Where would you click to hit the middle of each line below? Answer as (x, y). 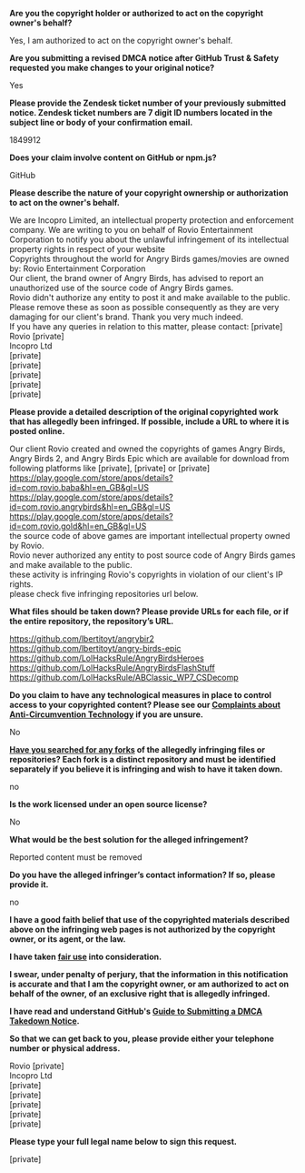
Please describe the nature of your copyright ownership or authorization (149, 193)
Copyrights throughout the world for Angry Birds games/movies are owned (149, 259)
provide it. (29, 885)
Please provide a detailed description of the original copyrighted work (144, 412)
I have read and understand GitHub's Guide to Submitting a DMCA (136, 1011)
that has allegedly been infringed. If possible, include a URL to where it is (149, 421)
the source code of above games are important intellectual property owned (150, 536)
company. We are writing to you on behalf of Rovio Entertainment (131, 230)
